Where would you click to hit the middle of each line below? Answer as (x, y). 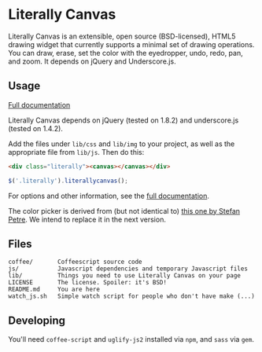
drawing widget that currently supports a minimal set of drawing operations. (131, 44)
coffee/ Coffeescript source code (76, 262)
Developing (37, 320)
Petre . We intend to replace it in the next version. (87, 219)
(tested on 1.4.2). (35, 128)
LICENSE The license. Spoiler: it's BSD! (88, 283)
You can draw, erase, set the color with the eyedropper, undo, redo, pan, (125, 53)
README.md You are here (54, 290)
